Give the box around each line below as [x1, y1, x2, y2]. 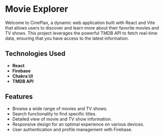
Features [5, 92, 33, 101]
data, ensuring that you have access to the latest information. [5, 35, 129, 41]
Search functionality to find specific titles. [12, 110, 97, 116]
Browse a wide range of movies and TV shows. [12, 106, 108, 111]
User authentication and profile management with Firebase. [12, 126, 133, 132]
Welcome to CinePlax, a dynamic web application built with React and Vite [5, 20, 156, 26]
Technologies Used [5, 50, 65, 58]
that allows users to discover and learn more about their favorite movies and [5, 25, 160, 30]
